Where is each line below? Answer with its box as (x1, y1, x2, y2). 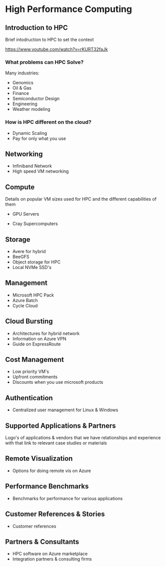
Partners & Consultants (5, 538, 79, 546)
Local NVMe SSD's (12, 265, 52, 271)
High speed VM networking (12, 168, 69, 174)
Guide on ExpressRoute (12, 341, 61, 347)
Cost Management (5, 355, 64, 364)
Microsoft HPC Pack (12, 292, 54, 298)
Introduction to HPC (5, 23, 68, 32)
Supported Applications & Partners (5, 421, 116, 430)
